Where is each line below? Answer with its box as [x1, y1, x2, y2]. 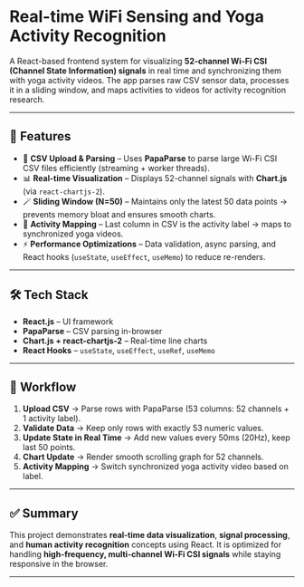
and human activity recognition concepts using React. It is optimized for [9, 539, 282, 550]
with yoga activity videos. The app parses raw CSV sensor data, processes [9, 74, 290, 85]
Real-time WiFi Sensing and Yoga [9, 6, 264, 27]
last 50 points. [22, 442, 76, 453]
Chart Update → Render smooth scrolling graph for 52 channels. [22, 451, 264, 463]
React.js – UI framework [22, 315, 114, 327]
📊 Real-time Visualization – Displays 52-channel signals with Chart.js [22, 172, 288, 183]
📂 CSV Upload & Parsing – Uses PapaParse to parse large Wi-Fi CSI [22, 152, 278, 164]
